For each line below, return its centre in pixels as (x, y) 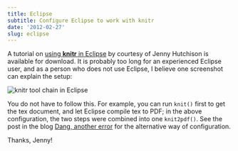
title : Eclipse (30, 14)
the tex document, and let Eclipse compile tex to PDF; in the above (105, 111)
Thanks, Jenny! (30, 140)
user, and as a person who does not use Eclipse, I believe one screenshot (115, 69)
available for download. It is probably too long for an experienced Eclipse (115, 62)
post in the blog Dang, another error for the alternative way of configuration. (119, 127)
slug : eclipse (29, 34)
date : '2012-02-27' (36, 27)
